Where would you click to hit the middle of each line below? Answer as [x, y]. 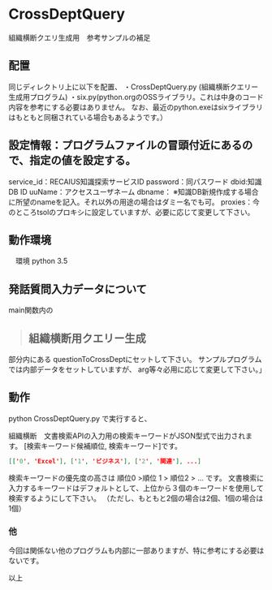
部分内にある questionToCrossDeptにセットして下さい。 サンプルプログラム [135, 359]
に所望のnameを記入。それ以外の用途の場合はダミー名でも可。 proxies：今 [134, 202]
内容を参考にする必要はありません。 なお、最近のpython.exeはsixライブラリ [136, 107]
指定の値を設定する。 [83, 160]
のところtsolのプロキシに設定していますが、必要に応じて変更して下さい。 [132, 212]
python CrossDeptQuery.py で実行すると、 [80, 418]
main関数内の [31, 310]
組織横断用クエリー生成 [87, 338]
